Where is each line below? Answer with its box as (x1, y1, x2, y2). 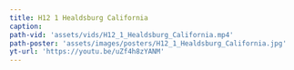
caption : (9, 22, 43, 31)
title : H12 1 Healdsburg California (9, 13, 148, 23)
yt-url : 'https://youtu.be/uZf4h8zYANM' (9, 47, 166, 56)
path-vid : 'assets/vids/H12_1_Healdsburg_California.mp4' (9, 30, 234, 39)
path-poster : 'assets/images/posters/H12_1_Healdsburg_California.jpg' (9, 38, 287, 48)
